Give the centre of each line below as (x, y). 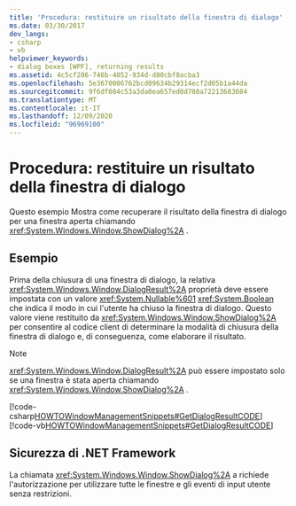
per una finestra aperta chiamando (72, 221)
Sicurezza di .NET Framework (93, 453)
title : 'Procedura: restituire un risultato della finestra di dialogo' (146, 17)
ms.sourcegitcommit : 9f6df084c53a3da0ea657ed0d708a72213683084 (129, 91)
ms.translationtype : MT (53, 100)
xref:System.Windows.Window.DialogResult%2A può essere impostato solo (147, 370)
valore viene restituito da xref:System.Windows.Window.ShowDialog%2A (143, 317)
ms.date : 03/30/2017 (47, 26)
